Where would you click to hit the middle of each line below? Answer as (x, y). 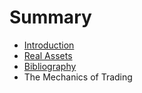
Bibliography (50, 66)
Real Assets (48, 55)
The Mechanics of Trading (78, 77)
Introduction (49, 45)
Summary (50, 17)
